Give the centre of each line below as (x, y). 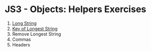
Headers (21, 44)
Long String (24, 23)
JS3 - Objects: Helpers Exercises (75, 9)
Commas (22, 39)
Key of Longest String (35, 28)
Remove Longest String (36, 34)
